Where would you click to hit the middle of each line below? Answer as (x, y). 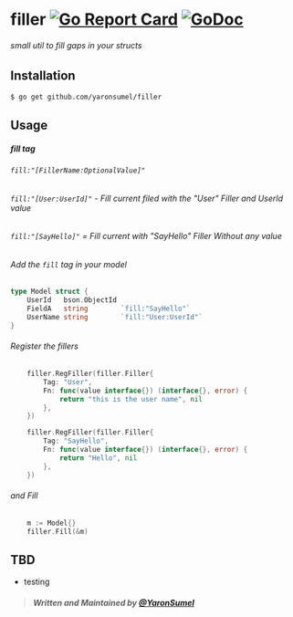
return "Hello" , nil (98, 458)
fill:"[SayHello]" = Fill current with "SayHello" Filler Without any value (146, 236)
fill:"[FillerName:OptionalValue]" (78, 171)
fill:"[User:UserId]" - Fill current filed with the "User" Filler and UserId (147, 198)
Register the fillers (44, 346)
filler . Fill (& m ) (58, 531)
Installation (43, 76)
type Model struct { (50, 292)
